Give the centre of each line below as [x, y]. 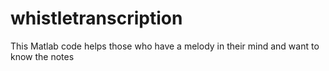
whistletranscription [96, 18]
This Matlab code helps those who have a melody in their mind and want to [165, 46]
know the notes [42, 56]
